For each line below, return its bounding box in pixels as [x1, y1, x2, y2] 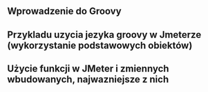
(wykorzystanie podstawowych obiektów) [7, 39, 193, 51]
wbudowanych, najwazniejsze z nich [7, 73, 169, 85]
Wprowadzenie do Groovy [7, 5, 122, 17]
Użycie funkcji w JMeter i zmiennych [7, 63, 169, 75]
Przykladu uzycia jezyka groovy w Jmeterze [7, 29, 202, 41]
